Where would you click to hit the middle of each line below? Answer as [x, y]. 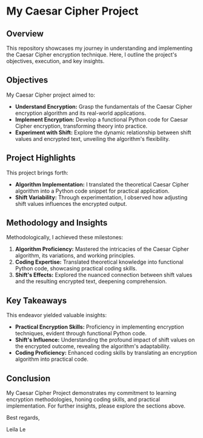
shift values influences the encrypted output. [71, 204]
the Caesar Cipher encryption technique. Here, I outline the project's [92, 55]
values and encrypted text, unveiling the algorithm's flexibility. [92, 139]
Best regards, [23, 418]
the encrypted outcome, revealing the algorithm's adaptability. [93, 346]
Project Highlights [41, 158]
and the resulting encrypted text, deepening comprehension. [91, 281]
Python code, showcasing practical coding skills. [76, 269]
